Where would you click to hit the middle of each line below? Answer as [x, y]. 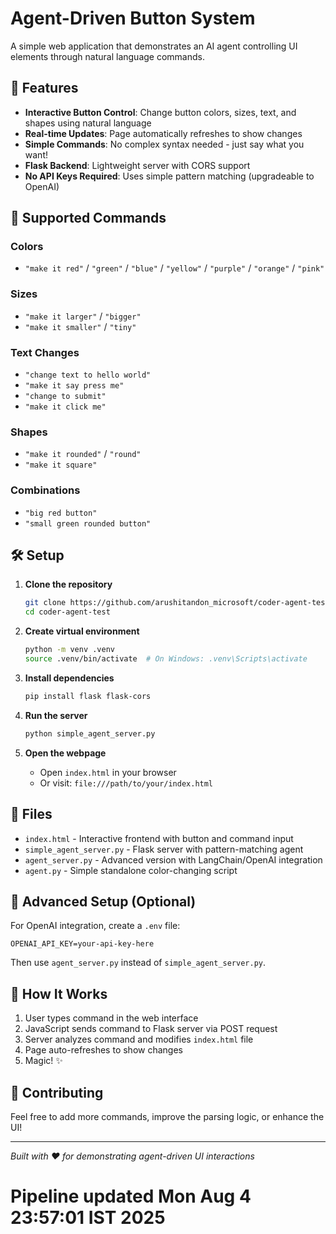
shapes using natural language [88, 123]
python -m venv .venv [69, 650]
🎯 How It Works [59, 993]
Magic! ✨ [43, 1061]
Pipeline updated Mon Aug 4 [131, 1196]
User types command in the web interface [111, 1018]
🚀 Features [44, 88]
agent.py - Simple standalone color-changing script [131, 870]
